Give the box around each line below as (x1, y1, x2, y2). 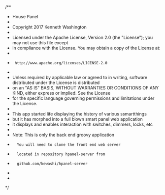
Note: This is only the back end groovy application (12, 132, 115, 138)
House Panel (12, 14, 38, 19)
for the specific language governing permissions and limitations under (12, 95, 155, 101)
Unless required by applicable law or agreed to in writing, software (12, 75, 148, 80)
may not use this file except (12, 40, 68, 46)
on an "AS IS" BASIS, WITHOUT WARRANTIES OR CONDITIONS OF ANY (12, 85, 159, 90)
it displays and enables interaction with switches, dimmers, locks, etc (12, 121, 153, 127)
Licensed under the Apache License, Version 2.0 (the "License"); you (12, 34, 153, 40)
